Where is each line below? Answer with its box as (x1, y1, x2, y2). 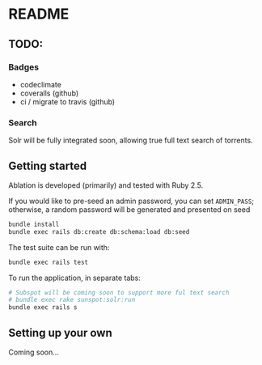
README (8, 5, 70, 23)
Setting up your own (8, 325, 112, 340)
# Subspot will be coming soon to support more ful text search (8, 288, 230, 296)
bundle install (8, 220, 60, 228)
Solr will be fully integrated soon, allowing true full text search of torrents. (8, 135, 253, 146)
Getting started (8, 159, 87, 172)
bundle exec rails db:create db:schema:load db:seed (8, 227, 190, 236)
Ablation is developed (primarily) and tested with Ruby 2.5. (8, 180, 204, 190)
